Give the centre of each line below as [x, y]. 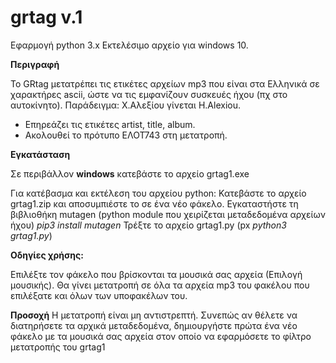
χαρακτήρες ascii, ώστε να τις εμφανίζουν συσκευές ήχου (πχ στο [149, 94]
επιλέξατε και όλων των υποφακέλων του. [99, 295]
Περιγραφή [35, 64]
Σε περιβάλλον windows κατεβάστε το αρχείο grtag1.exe [130, 173]
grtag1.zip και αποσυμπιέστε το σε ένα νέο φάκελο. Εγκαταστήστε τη [154, 203]
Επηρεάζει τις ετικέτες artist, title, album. [110, 124]
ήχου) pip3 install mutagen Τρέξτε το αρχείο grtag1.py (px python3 [148, 225]
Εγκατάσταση [40, 154]
